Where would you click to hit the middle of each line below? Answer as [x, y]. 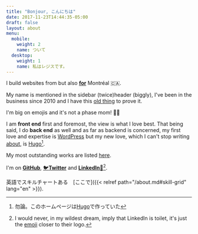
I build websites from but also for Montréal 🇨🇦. [64, 83]
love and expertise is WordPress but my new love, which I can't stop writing [98, 137]
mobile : [21, 39]
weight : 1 [29, 61]
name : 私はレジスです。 [42, 66]
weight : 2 [29, 45]
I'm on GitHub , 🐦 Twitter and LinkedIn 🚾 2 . [57, 167]
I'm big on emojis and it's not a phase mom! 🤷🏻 [63, 113]
